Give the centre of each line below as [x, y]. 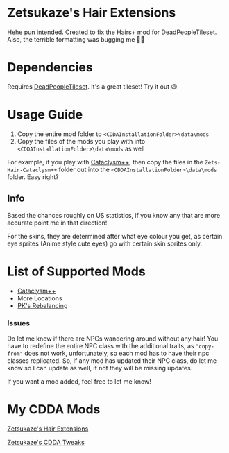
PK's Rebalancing [42, 305]
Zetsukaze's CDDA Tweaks [46, 442]
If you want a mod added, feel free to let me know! [79, 381]
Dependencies [50, 68]
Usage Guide [45, 115]
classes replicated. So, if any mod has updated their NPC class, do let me [112, 360]
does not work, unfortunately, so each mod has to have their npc [117, 353]
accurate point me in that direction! [57, 223]
